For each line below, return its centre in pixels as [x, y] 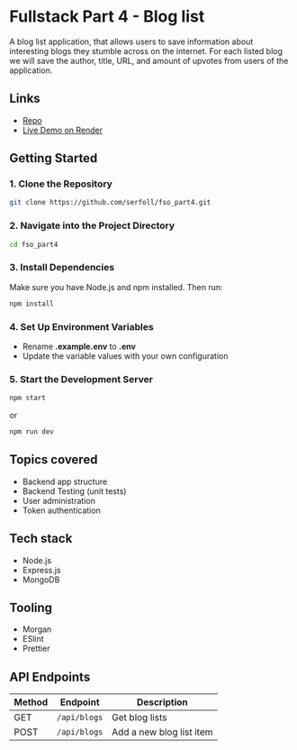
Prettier [36, 649]
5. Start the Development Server [81, 379]
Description [162, 702]
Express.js [41, 570]
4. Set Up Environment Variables [82, 326]
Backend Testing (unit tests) [74, 491]
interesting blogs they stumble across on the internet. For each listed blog [146, 50]
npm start [28, 398]
